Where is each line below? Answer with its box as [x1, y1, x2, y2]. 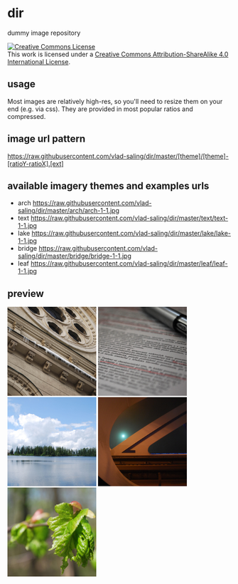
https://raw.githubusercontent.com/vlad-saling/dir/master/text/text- [31, 214, 229, 222]
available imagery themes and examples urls [7, 179, 210, 192]
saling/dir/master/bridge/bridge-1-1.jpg [17, 251, 131, 261]
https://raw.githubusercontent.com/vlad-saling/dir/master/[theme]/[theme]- [7, 152, 229, 160]
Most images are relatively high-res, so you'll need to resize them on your [7, 97, 223, 105]
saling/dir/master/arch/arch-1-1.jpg [17, 207, 119, 215]
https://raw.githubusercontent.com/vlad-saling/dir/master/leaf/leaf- [31, 259, 229, 268]
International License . [7, 57, 71, 66]
